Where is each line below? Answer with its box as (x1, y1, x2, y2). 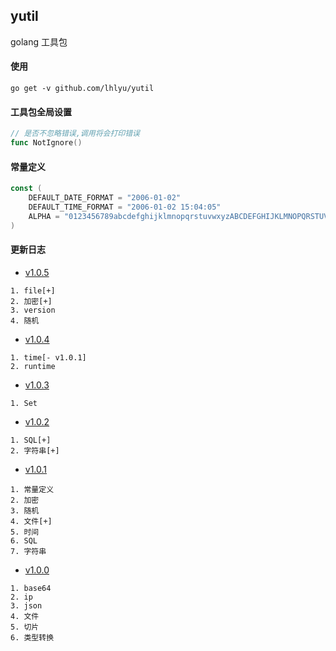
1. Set (10, 398, 38, 408)
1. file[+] (10, 285, 56, 296)
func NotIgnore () (10, 138, 83, 148)
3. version (10, 305, 56, 315)
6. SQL (10, 535, 38, 546)
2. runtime (10, 361, 56, 371)
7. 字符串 (10, 546, 47, 556)
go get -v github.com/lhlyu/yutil (10, 84, 155, 94)
